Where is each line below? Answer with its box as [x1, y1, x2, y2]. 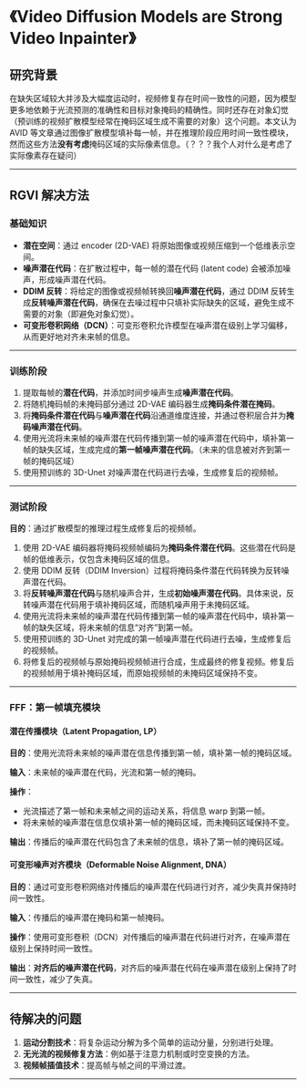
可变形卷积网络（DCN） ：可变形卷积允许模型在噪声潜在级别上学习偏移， [22, 319, 292, 330]
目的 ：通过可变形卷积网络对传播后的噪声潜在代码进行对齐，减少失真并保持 [9, 881, 289, 892]
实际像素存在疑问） [9, 150, 82, 161]
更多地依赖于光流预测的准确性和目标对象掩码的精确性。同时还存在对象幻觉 [9, 105, 289, 115]
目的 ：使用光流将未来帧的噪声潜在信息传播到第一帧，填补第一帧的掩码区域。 [9, 748, 297, 759]
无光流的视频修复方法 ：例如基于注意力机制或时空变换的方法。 [22, 1049, 255, 1060]
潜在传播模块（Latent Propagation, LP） [9, 725, 162, 736]
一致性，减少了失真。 [16, 973, 97, 984]
